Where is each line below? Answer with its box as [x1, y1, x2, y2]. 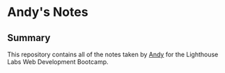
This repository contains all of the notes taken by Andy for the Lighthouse [7, 50, 219, 58]
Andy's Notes [7, 4, 88, 20]
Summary [7, 32, 51, 44]
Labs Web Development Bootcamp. [7, 58, 109, 66]
